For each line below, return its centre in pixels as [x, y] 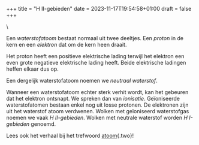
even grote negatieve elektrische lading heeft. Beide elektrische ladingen [96, 63]
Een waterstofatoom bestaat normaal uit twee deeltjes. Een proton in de [95, 38]
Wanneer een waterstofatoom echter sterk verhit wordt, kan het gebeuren [97, 92]
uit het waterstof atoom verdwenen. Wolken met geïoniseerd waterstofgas [98, 111]
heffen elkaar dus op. [32, 69]
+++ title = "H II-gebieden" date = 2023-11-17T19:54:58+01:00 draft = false [99, 9]
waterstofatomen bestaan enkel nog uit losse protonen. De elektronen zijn [97, 105]
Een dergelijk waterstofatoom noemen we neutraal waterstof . [82, 81]
